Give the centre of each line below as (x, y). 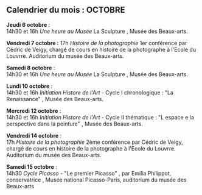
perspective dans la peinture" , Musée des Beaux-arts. (75, 124)
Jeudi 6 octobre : (28, 24)
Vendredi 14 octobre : (34, 135)
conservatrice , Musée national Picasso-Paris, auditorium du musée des (96, 180)
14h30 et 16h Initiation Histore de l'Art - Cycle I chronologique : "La (90, 92)
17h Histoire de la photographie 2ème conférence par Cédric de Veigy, (95, 142)
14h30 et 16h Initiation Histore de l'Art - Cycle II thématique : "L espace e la (100, 117)
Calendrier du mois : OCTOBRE (66, 10)
